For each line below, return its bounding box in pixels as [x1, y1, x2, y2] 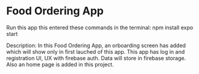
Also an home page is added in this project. [6, 61, 114, 68]
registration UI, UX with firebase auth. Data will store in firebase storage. [6, 54, 186, 61]
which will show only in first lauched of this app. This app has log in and [6, 48, 185, 55]
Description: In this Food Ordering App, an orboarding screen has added [6, 42, 186, 49]
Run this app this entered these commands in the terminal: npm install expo [6, 24, 194, 31]
